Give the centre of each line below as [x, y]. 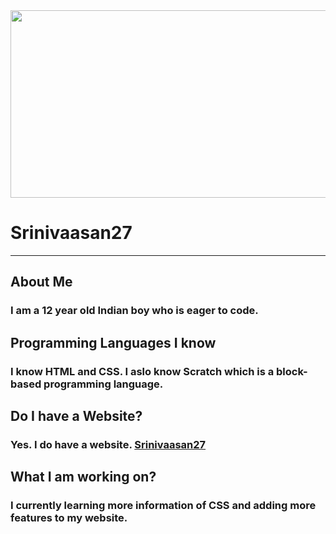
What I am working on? [83, 477]
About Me [41, 282]
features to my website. [69, 518]
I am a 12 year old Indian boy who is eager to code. [134, 311]
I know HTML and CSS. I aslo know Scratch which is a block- [159, 371]
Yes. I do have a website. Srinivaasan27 [108, 444]
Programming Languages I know [113, 342]
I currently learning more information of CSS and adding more [163, 506]
